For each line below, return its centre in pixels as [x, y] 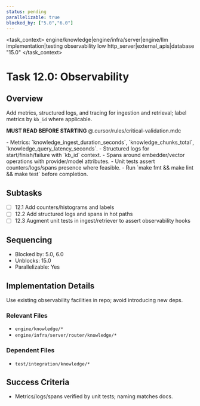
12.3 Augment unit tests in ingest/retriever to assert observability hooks [103, 221]
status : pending [26, 12]
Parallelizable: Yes [37, 267]
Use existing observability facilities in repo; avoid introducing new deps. [95, 300]
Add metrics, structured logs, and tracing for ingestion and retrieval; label [96, 113]
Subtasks [24, 193]
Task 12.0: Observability [68, 77]
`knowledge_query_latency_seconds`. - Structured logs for [78, 149]
